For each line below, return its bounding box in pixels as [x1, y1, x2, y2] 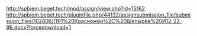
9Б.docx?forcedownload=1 [6, 24, 72, 31]
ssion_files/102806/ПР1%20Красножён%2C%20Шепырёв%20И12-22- [6, 18, 182, 24]
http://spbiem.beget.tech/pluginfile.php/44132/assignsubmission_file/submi [6, 11, 191, 18]
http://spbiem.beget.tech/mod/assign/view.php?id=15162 [6, 5, 146, 12]
